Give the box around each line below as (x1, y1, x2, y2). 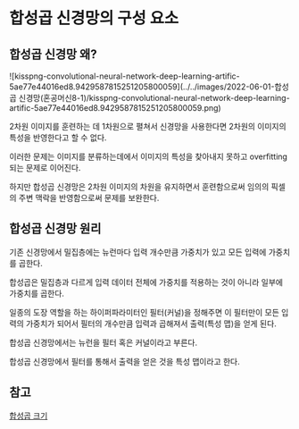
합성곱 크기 (9, 410, 48, 421)
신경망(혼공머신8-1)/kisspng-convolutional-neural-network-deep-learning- (18, 93, 290, 103)
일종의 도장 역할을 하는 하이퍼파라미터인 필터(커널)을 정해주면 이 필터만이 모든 (9, 307, 279, 317)
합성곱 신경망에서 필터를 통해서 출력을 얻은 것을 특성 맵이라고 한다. (9, 356, 240, 366)
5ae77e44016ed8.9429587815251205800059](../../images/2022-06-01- (9, 81, 275, 92)
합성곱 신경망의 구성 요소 (9, 8, 179, 29)
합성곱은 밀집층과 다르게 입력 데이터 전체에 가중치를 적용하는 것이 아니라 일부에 (9, 276, 284, 287)
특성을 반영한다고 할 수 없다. (9, 132, 107, 143)
